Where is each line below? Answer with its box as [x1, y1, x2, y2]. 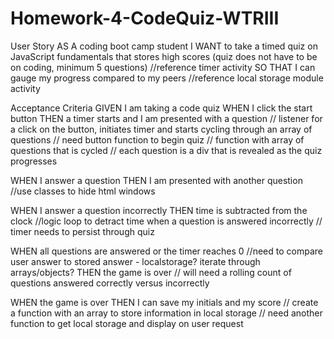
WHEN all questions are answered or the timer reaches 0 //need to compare [10, 245, 323, 257]
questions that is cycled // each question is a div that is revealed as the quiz [10, 144, 323, 156]
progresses [10, 155, 58, 167]
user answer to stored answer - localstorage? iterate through [10, 255, 261, 267]
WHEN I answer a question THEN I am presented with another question [10, 174, 303, 186]
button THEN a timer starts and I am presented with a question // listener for [10, 112, 323, 124]
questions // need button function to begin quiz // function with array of [10, 133, 305, 146]
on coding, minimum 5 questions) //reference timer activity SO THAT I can [10, 61, 316, 73]
